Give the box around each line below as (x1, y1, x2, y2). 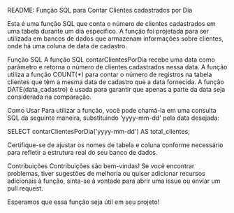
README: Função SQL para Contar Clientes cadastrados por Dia (7, 6, 193, 14)
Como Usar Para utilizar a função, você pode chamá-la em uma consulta (7, 106, 217, 114)
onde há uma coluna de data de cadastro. (7, 42, 127, 50)
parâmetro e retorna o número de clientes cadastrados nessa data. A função (7, 63, 228, 71)
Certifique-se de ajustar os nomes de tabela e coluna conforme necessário (7, 141, 224, 149)
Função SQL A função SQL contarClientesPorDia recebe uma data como (7, 55, 215, 64)
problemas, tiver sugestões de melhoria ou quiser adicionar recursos (7, 170, 205, 177)
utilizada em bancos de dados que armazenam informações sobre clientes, (7, 34, 224, 43)
